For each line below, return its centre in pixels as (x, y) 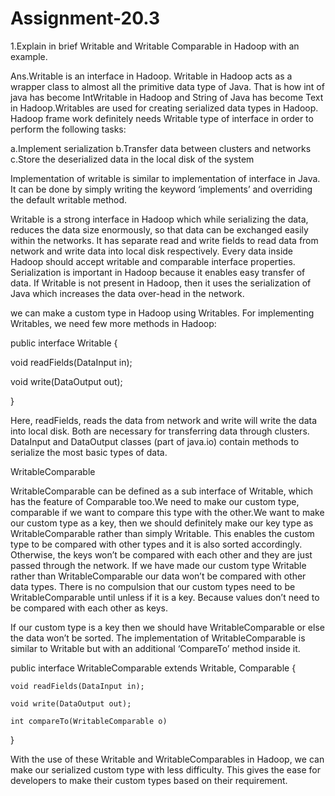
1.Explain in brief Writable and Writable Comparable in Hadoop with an (155, 46)
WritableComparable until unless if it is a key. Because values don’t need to (165, 597)
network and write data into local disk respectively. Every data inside (152, 251)
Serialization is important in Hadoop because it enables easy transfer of (158, 272)
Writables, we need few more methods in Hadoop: (113, 323)
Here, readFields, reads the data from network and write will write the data (164, 420)
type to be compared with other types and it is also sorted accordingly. (156, 544)
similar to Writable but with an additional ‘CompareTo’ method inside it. (155, 648)
